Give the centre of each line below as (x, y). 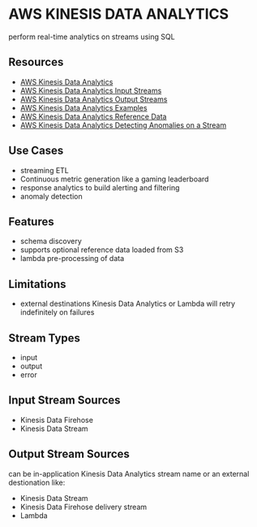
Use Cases (36, 151)
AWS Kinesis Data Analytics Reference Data (93, 116)
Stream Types (45, 338)
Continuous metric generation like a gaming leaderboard (114, 179)
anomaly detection (51, 196)
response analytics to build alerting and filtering (100, 187)
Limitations (37, 284)
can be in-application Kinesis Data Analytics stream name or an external (129, 473)
